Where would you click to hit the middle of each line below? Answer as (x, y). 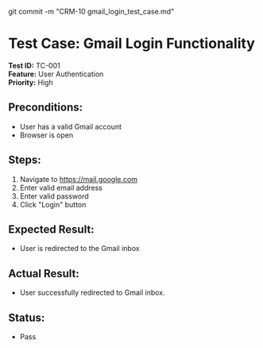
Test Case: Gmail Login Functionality (132, 44)
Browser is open (46, 135)
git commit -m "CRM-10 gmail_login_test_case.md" (91, 12)
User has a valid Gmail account (70, 126)
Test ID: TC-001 (35, 65)
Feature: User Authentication (56, 74)
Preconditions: (46, 108)
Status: (27, 317)
